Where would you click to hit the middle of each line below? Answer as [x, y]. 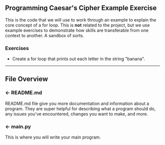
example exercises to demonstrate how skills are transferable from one [77, 30]
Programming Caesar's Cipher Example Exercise [81, 8]
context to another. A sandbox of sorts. [45, 35]
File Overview [27, 79]
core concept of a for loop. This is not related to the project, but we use [77, 25]
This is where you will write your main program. [53, 137]
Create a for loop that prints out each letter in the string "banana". [79, 59]
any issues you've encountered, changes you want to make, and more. [77, 114]
